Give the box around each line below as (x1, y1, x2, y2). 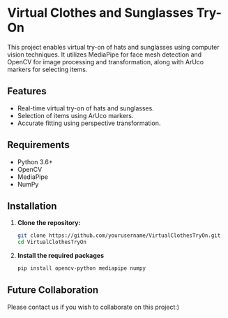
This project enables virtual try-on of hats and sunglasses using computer (7, 43, 220, 51)
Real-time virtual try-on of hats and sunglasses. (17, 103, 155, 113)
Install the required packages (17, 252, 105, 260)
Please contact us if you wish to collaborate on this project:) (7, 303, 180, 311)
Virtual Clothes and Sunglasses (7, 5, 194, 21)
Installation (7, 200, 57, 212)
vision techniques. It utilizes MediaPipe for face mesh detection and (7, 50, 202, 59)
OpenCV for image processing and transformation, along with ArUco (7, 57, 204, 66)
